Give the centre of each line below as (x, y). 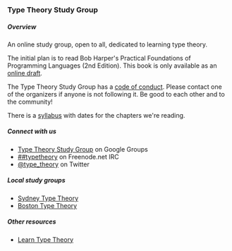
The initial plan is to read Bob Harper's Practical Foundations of (99, 58)
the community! (30, 102)
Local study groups (36, 180)
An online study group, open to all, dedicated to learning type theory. (108, 44)
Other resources (32, 222)
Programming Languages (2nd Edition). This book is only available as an (112, 66)
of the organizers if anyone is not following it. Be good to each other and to (116, 94)
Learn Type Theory (45, 239)
